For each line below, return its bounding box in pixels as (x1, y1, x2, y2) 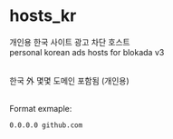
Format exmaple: (9, 103, 72, 114)
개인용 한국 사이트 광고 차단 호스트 (9, 36, 130, 47)
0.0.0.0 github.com (9, 120, 83, 130)
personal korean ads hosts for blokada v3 (9, 46, 165, 57)
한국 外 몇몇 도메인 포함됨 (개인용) (9, 74, 130, 86)
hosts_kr (9, 5, 77, 26)
